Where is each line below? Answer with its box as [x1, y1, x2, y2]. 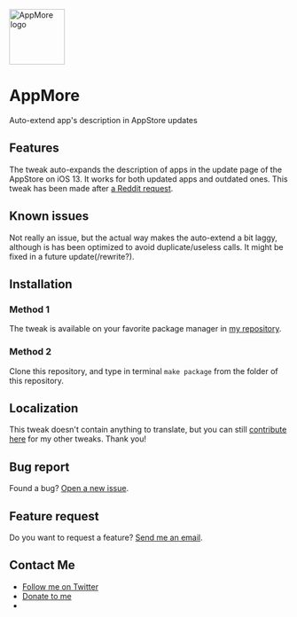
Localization [9, 401, 79, 416]
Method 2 [9, 346, 51, 358]
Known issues [9, 208, 90, 224]
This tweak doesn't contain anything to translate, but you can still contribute [9, 425, 287, 435]
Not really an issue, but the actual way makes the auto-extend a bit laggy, [9, 232, 277, 243]
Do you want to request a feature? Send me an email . [9, 532, 204, 543]
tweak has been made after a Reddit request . [9, 183, 174, 193]
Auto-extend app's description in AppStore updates [9, 114, 198, 125]
